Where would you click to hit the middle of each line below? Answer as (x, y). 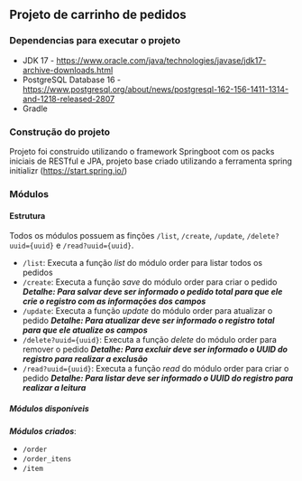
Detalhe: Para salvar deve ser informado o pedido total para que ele (152, 292)
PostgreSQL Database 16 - (72, 80)
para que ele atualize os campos (85, 330)
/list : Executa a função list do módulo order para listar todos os (142, 263)
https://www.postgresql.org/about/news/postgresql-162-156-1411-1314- (156, 89)
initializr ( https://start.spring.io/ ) (69, 170)
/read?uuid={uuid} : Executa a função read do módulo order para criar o (156, 369)
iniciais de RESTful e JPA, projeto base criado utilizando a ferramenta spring (151, 161)
